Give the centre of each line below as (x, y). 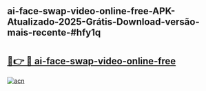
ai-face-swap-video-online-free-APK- (91, 11)
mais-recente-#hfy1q (54, 32)
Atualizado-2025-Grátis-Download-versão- (103, 22)
